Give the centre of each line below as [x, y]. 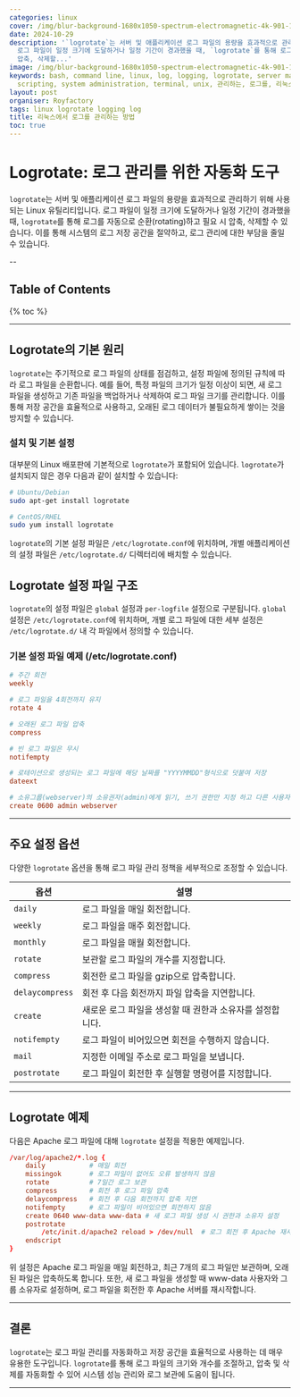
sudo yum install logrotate [62, 525]
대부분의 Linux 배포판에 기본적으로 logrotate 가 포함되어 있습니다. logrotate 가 [147, 464]
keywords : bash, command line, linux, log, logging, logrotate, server [145, 76]
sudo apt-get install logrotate [69, 501]
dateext [24, 782]
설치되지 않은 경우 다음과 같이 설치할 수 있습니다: [94, 475]
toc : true [28, 126]
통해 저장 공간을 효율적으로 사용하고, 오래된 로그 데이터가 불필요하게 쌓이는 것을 [147, 407]
